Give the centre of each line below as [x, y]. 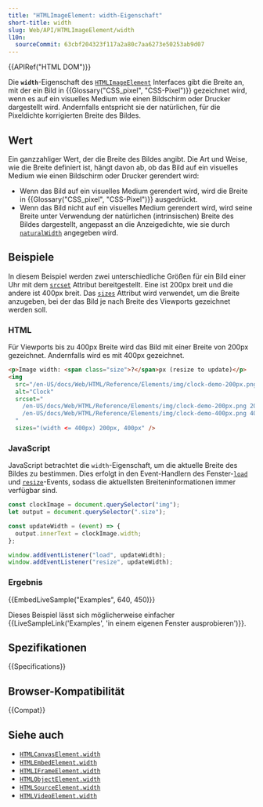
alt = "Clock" [35, 392]
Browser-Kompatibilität [67, 691]
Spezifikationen [48, 648]
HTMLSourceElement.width [60, 788]
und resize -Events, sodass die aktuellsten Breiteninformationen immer [122, 482]
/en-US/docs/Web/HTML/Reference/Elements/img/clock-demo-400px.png [134, 414]
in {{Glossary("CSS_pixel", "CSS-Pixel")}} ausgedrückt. [108, 199]
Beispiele [31, 257]
